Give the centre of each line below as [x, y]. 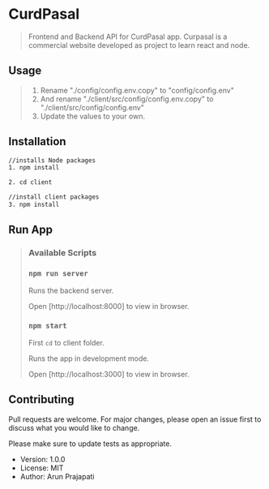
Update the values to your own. [93, 116]
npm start [47, 326]
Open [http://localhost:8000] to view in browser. [109, 306]
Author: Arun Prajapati [57, 476]
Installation [37, 142]
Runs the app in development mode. [89, 358]
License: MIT [42, 468]
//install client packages [54, 197]
